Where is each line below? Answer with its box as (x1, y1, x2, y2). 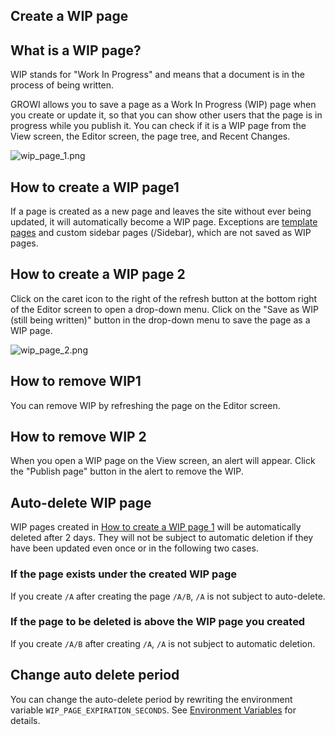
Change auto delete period (10, 667, 180, 684)
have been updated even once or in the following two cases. (10, 542, 259, 554)
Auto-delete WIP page (10, 494, 152, 511)
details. (10, 714, 41, 726)
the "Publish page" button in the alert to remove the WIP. (10, 465, 244, 478)
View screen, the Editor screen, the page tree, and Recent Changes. (10, 130, 291, 143)
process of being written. (10, 79, 115, 91)
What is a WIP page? (10, 42, 142, 59)
